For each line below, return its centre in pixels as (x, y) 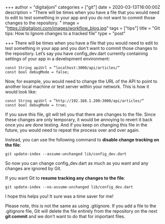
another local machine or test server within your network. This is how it (77, 87)
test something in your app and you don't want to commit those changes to (81, 48)
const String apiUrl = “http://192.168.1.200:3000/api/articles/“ (75, 101)
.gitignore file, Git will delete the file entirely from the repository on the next (81, 211)
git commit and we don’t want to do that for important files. (65, 216)
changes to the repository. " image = (42, 23)
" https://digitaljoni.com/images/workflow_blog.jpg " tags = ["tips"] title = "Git (82, 28)
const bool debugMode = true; (36, 105)
